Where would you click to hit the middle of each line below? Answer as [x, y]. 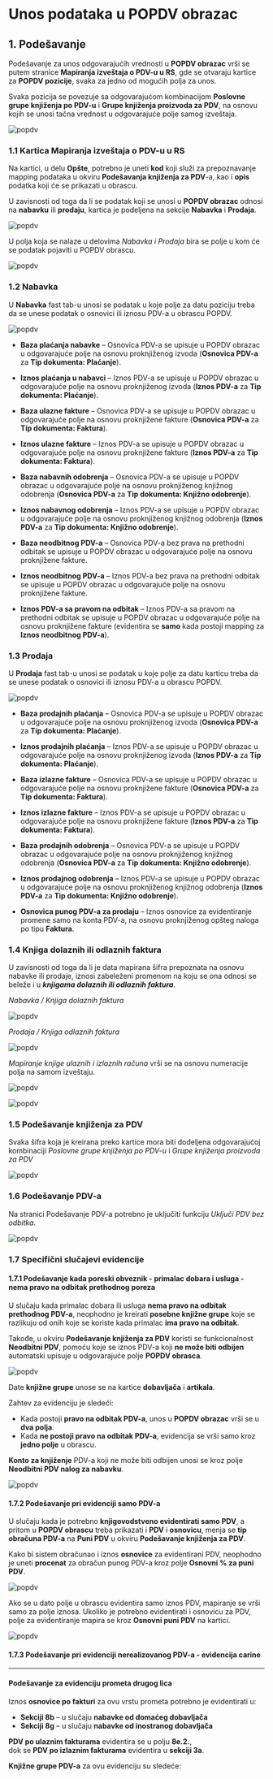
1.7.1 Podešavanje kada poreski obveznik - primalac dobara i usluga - [126, 1279]
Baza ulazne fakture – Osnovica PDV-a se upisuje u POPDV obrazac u [138, 410]
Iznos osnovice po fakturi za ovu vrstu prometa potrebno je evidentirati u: [132, 1701]
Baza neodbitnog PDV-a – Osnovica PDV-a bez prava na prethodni [132, 543]
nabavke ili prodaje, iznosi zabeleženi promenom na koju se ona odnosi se [133, 976]
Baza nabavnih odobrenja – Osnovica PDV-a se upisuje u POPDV [130, 477]
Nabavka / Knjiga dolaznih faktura [66, 1001]
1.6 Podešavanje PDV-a [55, 1197]
